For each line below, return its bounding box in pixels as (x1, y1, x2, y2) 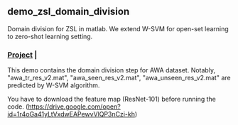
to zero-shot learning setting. (7, 32, 93, 40)
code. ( (7, 102, 28, 111)
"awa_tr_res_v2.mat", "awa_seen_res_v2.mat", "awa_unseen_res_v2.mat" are (7, 74, 231, 82)
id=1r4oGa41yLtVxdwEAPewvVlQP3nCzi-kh (7, 110, 136, 119)
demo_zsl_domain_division (7, 6, 130, 18)
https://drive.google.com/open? (28, 102, 121, 111)
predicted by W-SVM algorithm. (7, 81, 100, 89)
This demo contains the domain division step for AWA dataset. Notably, (7, 66, 215, 75)
